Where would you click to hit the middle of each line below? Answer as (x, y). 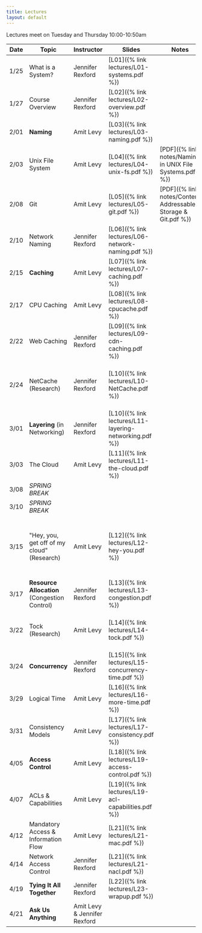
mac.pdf (120, 843)
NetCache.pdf (128, 388)
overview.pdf (127, 107)
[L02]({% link (127, 92)
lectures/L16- (129, 695)
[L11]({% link (127, 453)
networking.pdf (130, 436)
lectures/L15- (129, 662)
